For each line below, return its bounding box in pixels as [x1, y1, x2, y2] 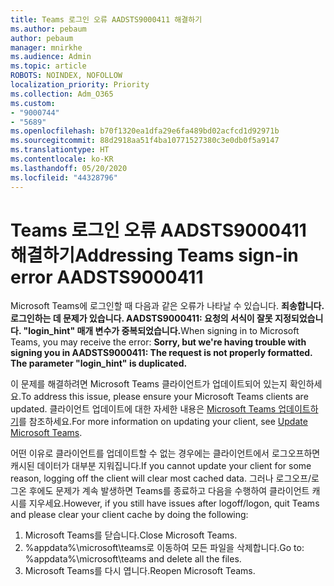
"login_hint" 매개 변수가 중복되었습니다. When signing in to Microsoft [23, 325, 300, 337]
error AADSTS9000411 [10, 266, 204, 288]
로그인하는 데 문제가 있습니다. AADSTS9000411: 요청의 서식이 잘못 [10, 312, 273, 325]
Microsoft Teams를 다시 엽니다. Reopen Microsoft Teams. [24, 565, 256, 577]
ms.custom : [10, 98, 56, 108]
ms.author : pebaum [10, 24, 87, 34]
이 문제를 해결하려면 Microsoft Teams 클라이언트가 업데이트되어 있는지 [10, 378, 288, 390]
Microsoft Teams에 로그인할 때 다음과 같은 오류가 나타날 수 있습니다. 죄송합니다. [10, 300, 325, 312]
